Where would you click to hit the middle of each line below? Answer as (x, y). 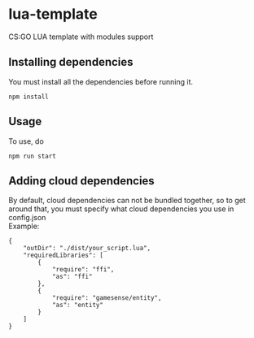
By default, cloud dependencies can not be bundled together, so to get (127, 201)
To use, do (26, 141)
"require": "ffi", (83, 270)
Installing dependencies (71, 62)
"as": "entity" (78, 305)
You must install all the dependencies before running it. (101, 81)
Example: (24, 226)
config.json (27, 218)
